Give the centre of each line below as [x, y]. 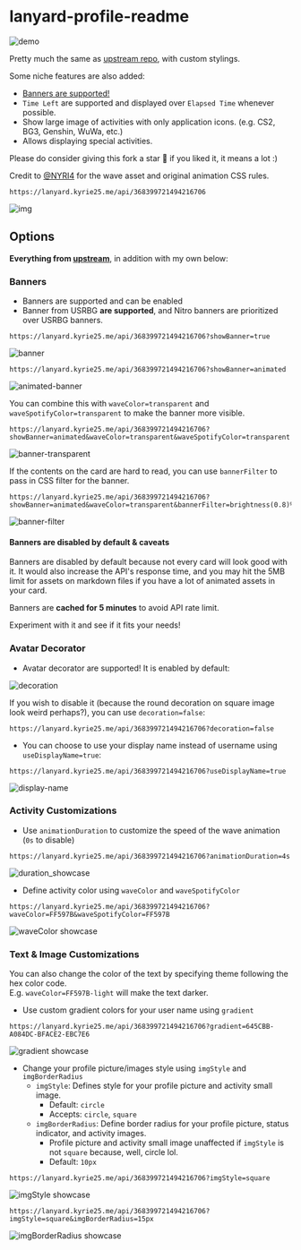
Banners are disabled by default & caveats [90, 542]
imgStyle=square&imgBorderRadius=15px [82, 1220]
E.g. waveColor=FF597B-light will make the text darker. [109, 993]
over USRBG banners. [62, 321]
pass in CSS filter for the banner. [69, 481]
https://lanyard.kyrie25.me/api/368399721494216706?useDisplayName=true [148, 771]
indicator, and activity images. [91, 1134]
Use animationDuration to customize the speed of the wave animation [151, 830]
